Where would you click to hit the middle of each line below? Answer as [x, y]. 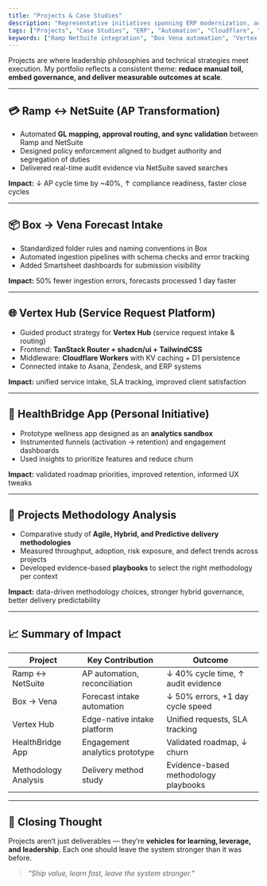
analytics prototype [118, 752]
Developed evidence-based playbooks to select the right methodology [136, 568]
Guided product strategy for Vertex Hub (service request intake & [127, 332]
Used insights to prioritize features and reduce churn [106, 459]
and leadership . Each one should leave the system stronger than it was [125, 849]
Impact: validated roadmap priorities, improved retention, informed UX [124, 474]
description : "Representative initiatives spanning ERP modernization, [129, 23]
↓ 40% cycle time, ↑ [205, 673]
